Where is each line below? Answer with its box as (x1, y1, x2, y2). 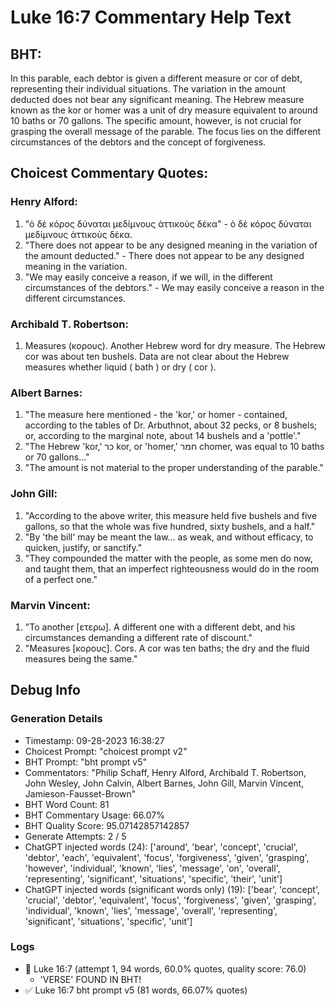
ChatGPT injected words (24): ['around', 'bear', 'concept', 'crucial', (24, 841, 298, 853)
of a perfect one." (24, 573, 98, 585)
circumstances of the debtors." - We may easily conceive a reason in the (24, 281, 325, 293)
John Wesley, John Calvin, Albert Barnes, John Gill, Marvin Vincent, (24, 777, 305, 789)
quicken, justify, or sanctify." (24, 541, 143, 553)
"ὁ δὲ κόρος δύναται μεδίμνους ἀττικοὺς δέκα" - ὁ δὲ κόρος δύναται (24, 217, 312, 230)
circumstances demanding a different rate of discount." (24, 631, 253, 643)
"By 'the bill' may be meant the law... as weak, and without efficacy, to (24, 531, 314, 543)
